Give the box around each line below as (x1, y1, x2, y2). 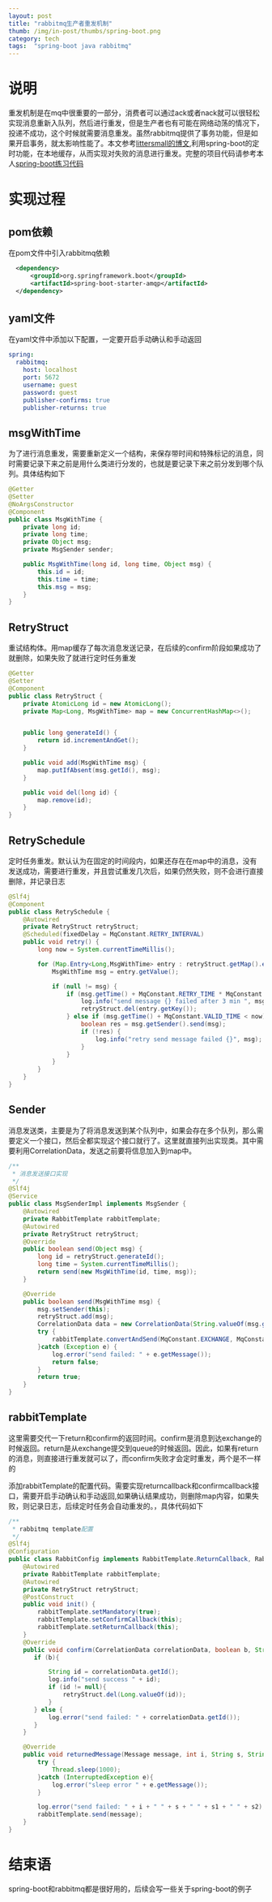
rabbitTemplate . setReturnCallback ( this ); (37, 1623, 180, 1632)
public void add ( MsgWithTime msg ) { (23, 759, 147, 767)
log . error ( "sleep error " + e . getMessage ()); (51, 1780, 208, 1789)
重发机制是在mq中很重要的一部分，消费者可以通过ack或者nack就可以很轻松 (8, 108, 261, 118)
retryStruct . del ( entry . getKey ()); (80, 1005, 198, 1014)
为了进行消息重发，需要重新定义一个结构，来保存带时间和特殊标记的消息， (8, 448, 257, 459)
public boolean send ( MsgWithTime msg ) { (23, 1297, 161, 1306)
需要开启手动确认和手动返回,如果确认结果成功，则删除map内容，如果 (22, 1491, 253, 1501)
